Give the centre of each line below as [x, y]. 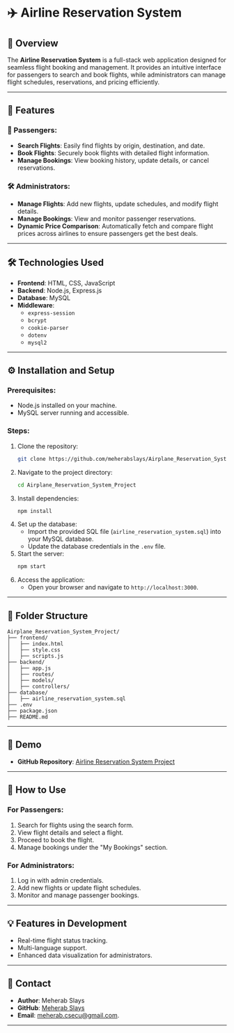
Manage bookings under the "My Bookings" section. [93, 847]
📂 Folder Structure [48, 616]
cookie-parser [48, 328]
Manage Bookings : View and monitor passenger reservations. [107, 219]
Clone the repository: [48, 446]
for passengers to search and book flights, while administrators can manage [117, 74]
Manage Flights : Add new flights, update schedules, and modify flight [118, 204]
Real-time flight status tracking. [62, 940]
